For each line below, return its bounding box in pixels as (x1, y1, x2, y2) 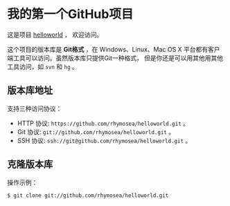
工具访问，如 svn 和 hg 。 (7, 62, 78, 71)
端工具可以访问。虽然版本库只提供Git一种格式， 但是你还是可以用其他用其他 (7, 53, 224, 62)
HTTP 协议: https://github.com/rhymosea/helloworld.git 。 (17, 119, 189, 127)
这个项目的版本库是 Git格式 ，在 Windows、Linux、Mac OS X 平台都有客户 (7, 45, 220, 53)
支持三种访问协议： (7, 104, 62, 113)
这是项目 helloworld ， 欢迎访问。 (7, 30, 103, 39)
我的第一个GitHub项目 (7, 6, 134, 22)
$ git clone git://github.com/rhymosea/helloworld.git (7, 191, 169, 199)
